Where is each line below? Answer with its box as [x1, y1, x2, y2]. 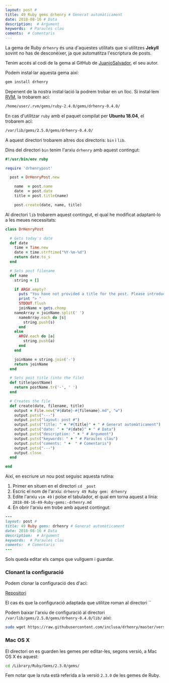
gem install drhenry [5, 79, 49, 84]
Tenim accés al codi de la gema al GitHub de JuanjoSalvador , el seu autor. [5, 60, 159, 66]
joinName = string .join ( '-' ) [14, 357, 75, 362]
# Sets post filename [10, 268, 55, 273]
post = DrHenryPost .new [10, 175, 59, 180]
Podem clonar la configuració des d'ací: [5, 580, 88, 586]
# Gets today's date [10, 236, 53, 241]
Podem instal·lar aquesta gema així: [5, 70, 79, 76]
